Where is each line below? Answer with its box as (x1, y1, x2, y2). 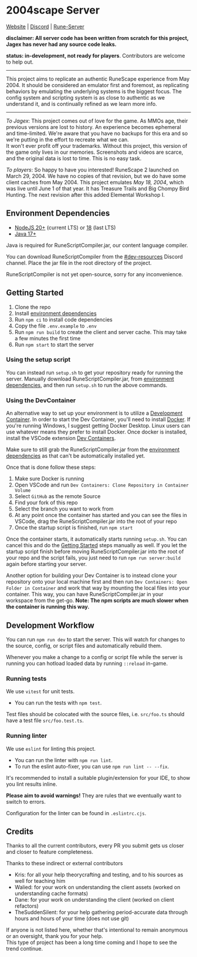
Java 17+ (14, 230, 36, 237)
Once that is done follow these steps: (6, 463, 96, 471)
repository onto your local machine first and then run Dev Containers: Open (6, 578, 188, 585)
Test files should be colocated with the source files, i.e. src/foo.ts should (6, 711, 185, 718)
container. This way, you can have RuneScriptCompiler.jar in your (6, 591, 164, 598)
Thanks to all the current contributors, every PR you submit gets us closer (6, 842, 185, 849)
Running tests (6, 674, 47, 683)
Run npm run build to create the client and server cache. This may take (14, 328, 187, 336)
